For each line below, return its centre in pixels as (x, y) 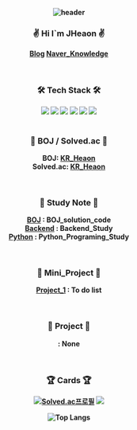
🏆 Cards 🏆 (69, 380)
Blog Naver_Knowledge (69, 54)
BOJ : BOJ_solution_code (69, 220)
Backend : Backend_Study (69, 229)
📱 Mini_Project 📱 (69, 273)
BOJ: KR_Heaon (69, 158)
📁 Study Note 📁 (69, 202)
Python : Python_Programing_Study (69, 237)
